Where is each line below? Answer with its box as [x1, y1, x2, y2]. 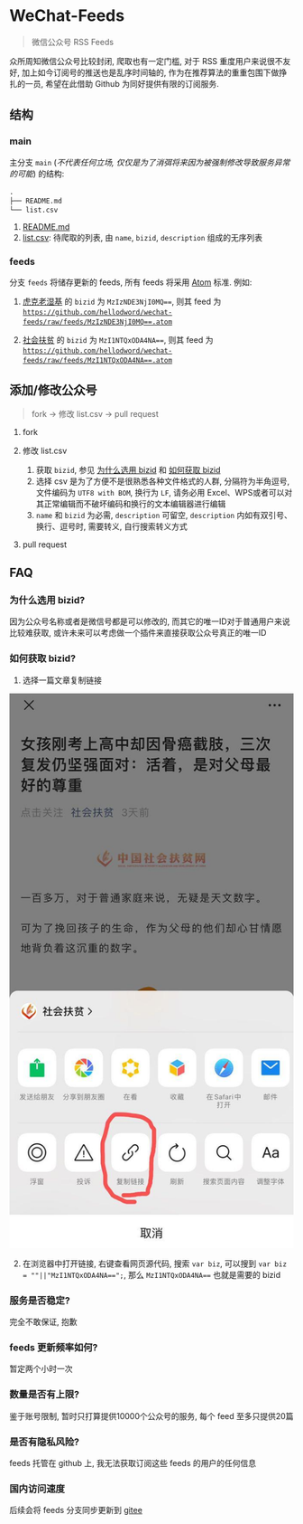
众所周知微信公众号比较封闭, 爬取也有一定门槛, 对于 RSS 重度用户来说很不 [9, 55, 283, 66]
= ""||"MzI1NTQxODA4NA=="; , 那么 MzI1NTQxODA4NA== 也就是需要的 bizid [22, 1269, 281, 1280]
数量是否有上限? [9, 1388, 79, 1401]
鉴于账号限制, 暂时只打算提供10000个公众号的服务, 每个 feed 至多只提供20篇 [9, 1410, 294, 1421]
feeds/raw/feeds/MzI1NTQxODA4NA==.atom [22, 355, 173, 364]
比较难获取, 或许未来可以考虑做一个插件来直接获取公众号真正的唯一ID [9, 628, 267, 639]
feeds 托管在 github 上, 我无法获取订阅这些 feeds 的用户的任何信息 [9, 1458, 257, 1469]
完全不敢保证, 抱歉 [9, 1317, 78, 1328]
